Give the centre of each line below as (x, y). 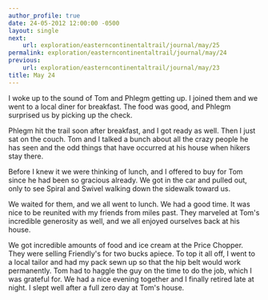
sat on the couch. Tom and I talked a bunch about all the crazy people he (128, 139)
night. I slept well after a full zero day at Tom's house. (96, 287)
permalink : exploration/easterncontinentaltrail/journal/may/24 (118, 53)
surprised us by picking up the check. (71, 115)
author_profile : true (44, 16)
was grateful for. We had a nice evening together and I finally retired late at (131, 279)
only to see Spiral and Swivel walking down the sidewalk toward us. (119, 188)
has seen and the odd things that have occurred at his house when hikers (129, 147)
